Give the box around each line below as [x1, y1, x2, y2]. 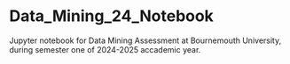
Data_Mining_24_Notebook [9, 6, 215, 26]
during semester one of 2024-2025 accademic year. [9, 44, 201, 54]
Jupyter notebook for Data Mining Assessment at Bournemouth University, [9, 35, 282, 46]
